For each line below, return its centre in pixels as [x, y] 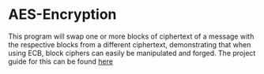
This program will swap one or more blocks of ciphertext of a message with [131, 36]
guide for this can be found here [60, 61]
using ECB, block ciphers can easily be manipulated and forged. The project [132, 53]
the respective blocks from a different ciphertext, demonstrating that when [130, 44]
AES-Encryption [62, 15]
